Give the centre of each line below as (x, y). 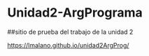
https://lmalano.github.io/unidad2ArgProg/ (68, 45)
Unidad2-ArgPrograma (75, 13)
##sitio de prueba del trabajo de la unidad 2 (70, 32)
